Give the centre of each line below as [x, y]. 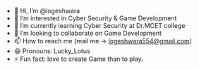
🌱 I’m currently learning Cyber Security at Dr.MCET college [99, 26]
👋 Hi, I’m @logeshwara [47, 11]
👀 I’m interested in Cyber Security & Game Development [95, 18]
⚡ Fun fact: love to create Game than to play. [78, 59]
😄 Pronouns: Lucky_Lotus [52, 51]
